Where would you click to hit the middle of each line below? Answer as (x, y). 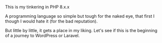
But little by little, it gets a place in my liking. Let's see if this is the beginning (81, 30)
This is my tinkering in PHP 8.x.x (37, 7)
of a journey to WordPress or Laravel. (43, 36)
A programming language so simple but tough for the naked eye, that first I (80, 16)
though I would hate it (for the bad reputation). (52, 21)
